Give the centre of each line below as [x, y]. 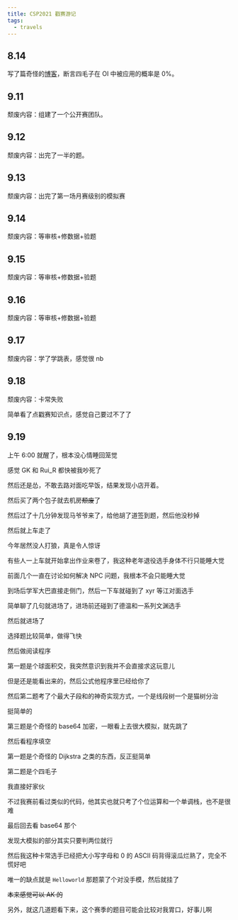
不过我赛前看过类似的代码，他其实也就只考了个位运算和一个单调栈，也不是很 [119, 801]
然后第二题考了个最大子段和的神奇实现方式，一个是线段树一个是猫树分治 [113, 696]
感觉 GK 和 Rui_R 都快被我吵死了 [55, 470]
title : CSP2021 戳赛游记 [42, 14]
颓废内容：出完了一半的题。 [48, 155]
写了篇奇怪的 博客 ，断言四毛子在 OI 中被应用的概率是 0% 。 [93, 74]
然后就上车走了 [29, 530]
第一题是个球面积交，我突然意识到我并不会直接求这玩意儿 [91, 666]
